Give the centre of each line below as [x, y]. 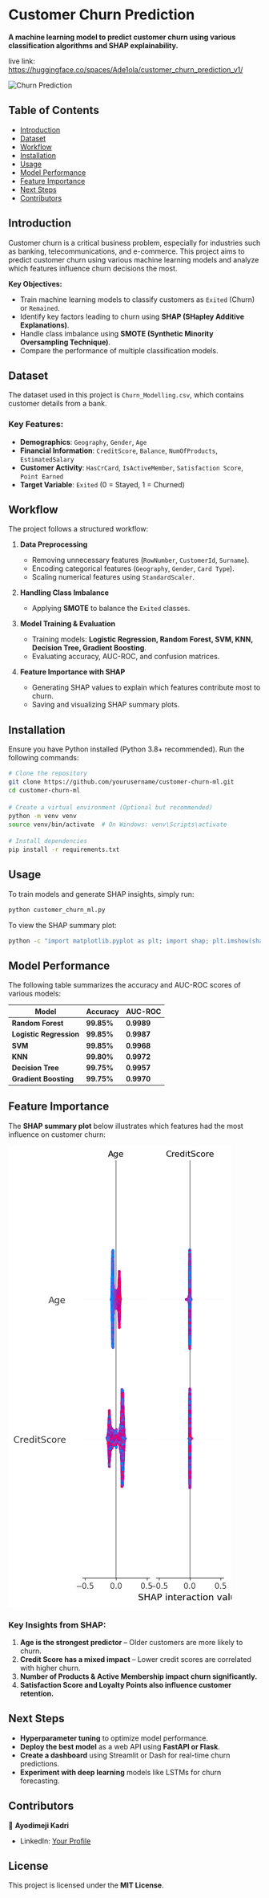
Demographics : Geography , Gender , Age [83, 442]
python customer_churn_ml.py [57, 910]
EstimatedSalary [47, 459]
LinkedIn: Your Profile [55, 1841]
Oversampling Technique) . [65, 342]
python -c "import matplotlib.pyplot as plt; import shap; [109, 941]
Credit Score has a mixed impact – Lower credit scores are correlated [136, 1660]
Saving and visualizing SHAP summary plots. [106, 705]
